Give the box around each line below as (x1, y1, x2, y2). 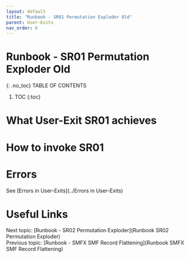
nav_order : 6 (6, 25, 38, 31)
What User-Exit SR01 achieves (6, 114, 157, 127)
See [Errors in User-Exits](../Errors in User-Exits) (6, 187, 123, 194)
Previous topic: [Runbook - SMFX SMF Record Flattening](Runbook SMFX (6, 239, 185, 246)
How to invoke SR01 (6, 141, 104, 154)
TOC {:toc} (14, 93, 41, 100)
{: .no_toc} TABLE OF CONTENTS (6, 82, 87, 89)
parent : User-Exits (6, 19, 54, 25)
